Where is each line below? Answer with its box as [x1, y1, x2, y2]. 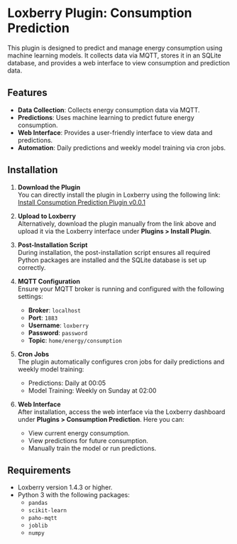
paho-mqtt [28, 515, 58, 522]
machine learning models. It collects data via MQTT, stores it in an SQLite [7, 51, 221, 60]
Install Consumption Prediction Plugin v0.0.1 [17, 197, 145, 207]
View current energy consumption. [28, 428, 130, 437]
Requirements [7, 464, 71, 477]
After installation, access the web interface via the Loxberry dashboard [17, 407, 226, 416]
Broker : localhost [28, 305, 82, 314]
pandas [28, 499, 48, 507]
